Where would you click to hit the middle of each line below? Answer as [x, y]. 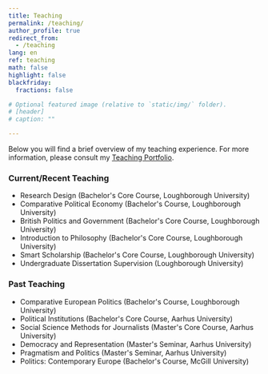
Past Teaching [37, 284]
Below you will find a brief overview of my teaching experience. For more [129, 149]
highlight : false [37, 75]
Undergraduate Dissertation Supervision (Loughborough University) [132, 264]
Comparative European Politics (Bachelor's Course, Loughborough [130, 301]
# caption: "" [32, 119]
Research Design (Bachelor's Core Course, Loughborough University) [135, 196]
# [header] [26, 112]
